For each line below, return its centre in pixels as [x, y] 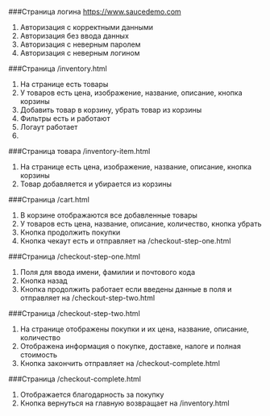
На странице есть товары [64, 84]
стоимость [39, 355]
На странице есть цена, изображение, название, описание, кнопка [136, 167]
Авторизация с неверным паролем [80, 44]
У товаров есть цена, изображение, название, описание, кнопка [131, 93]
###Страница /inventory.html [58, 69]
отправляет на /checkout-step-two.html [87, 298]
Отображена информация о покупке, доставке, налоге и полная [131, 346]
